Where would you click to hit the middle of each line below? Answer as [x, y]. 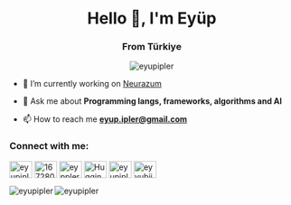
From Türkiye [152, 47]
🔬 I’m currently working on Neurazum [92, 84]
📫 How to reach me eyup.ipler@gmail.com [105, 119]
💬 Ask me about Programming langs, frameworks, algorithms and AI [152, 101]
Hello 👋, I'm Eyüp [152, 19]
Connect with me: [49, 146]
